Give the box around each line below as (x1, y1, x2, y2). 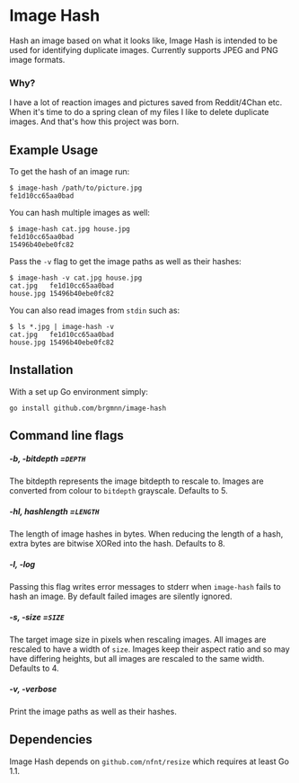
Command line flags (9, 428, 124, 443)
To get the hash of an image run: (9, 166, 130, 177)
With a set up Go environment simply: (9, 386, 148, 396)
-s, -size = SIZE (9, 611, 65, 622)
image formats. (9, 54, 66, 65)
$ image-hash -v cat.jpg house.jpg (9, 273, 143, 283)
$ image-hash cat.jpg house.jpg (9, 225, 130, 234)
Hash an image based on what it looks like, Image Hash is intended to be (9, 35, 278, 46)
